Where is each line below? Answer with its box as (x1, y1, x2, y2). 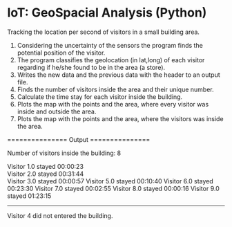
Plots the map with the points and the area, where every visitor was (17, 100, 209, 108)
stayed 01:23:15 (7, 192, 52, 200)
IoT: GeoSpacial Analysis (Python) (7, 5, 207, 21)
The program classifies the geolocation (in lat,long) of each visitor (17, 55, 205, 64)
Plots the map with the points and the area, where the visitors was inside (17, 114, 224, 122)
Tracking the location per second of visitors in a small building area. (7, 28, 200, 36)
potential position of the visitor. (17, 48, 106, 57)
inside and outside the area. (17, 107, 97, 116)
